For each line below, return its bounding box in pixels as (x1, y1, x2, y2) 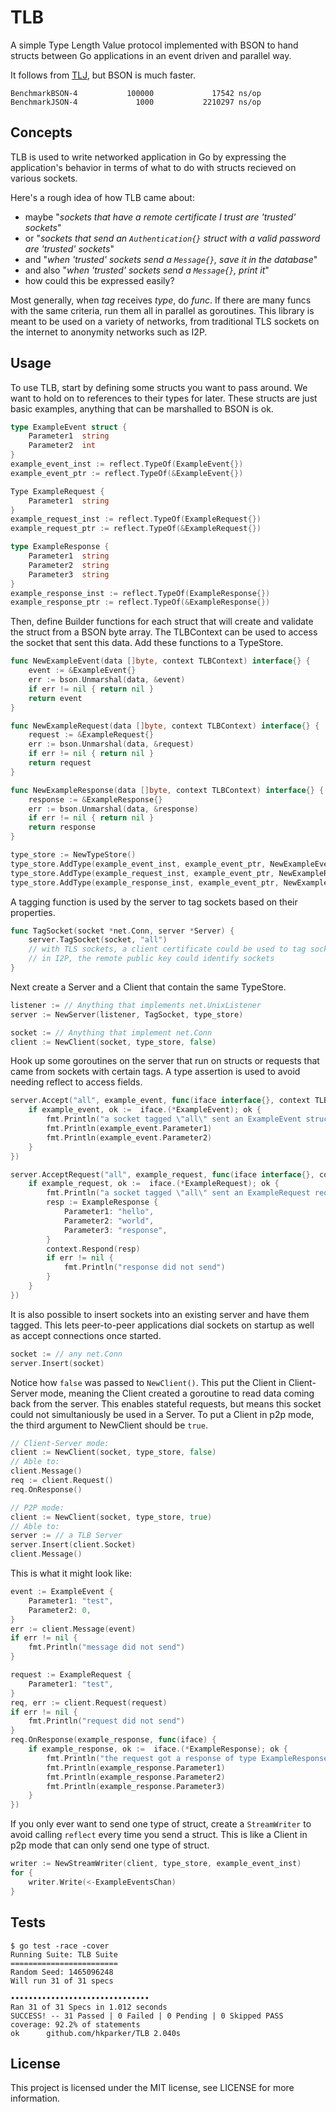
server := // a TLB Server (10, 1531, 123, 1541)
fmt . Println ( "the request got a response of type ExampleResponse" (46, 1753, 333, 1763)
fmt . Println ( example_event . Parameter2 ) (46, 1132, 213, 1143)
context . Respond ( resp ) (46, 1244, 141, 1254)
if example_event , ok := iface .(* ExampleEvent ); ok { (28, 1105, 262, 1115)
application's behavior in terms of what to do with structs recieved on (10, 161, 297, 173)
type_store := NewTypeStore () (10, 850, 137, 860)
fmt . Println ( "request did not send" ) (28, 1716, 186, 1726)
